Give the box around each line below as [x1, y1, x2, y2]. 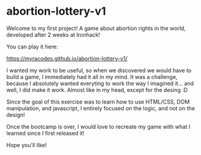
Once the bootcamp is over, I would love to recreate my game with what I [6, 123, 191, 130]
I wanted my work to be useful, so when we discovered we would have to [6, 66, 192, 74]
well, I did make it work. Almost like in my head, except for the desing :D [6, 86, 188, 93]
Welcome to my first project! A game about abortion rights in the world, [6, 25, 186, 32]
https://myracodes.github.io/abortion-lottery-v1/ [6, 55, 127, 62]
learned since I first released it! [6, 129, 85, 137]
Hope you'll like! [6, 141, 47, 148]
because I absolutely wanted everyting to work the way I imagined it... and [6, 80, 194, 87]
